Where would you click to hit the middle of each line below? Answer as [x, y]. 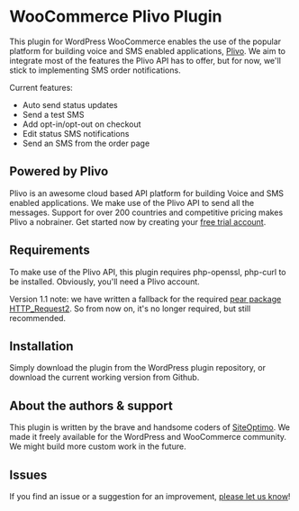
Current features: [41, 87]
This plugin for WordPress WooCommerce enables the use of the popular [145, 41]
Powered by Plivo [59, 171]
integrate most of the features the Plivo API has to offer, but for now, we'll [145, 60]
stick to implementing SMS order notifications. [95, 70]
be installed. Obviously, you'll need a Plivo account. [104, 282]
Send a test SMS [53, 114]
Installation [41, 346]
